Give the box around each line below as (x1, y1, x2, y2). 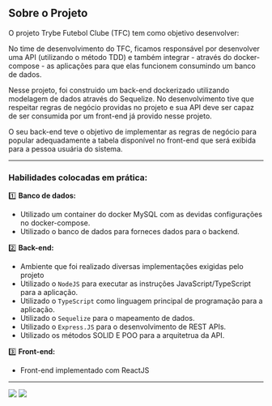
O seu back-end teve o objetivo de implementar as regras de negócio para (8, 126, 257, 136)
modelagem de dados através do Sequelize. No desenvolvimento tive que (8, 93, 255, 104)
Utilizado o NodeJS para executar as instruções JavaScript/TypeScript (19, 279, 251, 288)
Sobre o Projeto (8, 6, 88, 20)
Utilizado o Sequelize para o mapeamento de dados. (19, 314, 195, 323)
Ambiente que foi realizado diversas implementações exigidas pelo (19, 262, 244, 271)
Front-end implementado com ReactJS (19, 365, 150, 375)
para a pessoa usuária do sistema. (8, 143, 123, 153)
